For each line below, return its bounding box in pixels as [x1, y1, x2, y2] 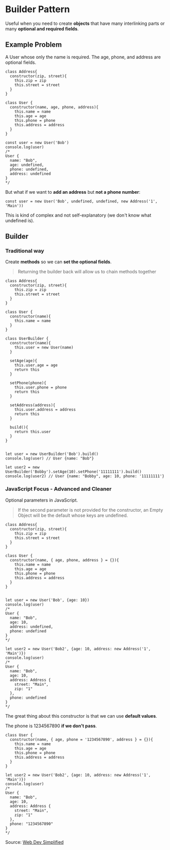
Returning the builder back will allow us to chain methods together [17, 269, 156, 275]
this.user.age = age [14, 363, 58, 368]
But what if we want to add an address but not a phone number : [5, 189, 141, 195]
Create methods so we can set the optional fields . [5, 259, 112, 265]
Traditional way [5, 247, 45, 255]
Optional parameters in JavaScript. [5, 497, 78, 503]
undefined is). [5, 217, 35, 224]
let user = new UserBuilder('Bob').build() [5, 451, 99, 457]
